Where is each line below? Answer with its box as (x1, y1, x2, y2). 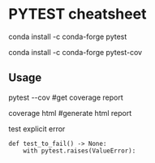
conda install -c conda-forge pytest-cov (8, 47, 143, 57)
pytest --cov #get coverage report (8, 92, 123, 102)
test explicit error (8, 123, 66, 134)
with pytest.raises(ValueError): (23, 147, 136, 155)
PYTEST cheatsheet (8, 5, 147, 24)
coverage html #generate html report (8, 108, 132, 118)
